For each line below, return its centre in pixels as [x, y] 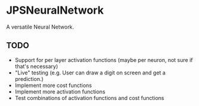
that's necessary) [36, 66]
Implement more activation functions [60, 91]
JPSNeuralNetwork [55, 10]
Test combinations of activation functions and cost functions [89, 98]
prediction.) [29, 79]
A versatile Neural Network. [40, 27]
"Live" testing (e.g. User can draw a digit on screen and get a [90, 73]
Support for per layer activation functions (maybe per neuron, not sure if [104, 60]
